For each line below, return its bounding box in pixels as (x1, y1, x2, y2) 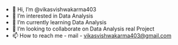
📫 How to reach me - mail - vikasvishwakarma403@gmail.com (12, 32, 172, 39)
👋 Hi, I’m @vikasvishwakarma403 (12, 6, 96, 13)
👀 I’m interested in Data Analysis (12, 12, 93, 19)
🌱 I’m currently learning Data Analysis (12, 19, 107, 26)
